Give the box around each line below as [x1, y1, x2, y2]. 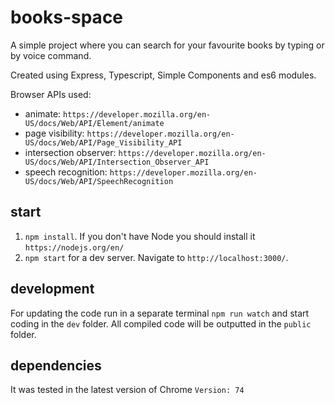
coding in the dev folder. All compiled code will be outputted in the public [10, 317, 312, 330]
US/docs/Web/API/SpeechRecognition [24, 176, 174, 186]
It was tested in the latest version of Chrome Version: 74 [10, 384, 245, 396]
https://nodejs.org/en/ [24, 242, 125, 253]
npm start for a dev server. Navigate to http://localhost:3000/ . [24, 251, 289, 263]
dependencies [10, 357, 102, 374]
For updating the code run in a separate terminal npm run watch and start [10, 307, 310, 319]
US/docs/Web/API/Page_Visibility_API [24, 137, 183, 148]
